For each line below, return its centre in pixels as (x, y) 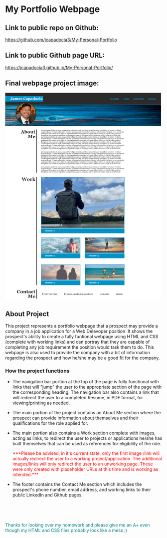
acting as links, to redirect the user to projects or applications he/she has (87, 438)
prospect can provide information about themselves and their (75, 418)
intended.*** (25, 475)
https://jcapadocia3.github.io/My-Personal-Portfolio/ (59, 67)
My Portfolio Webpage (53, 9)
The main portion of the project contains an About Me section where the (86, 413)
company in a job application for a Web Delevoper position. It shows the (79, 331)
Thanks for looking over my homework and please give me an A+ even (78, 525)
